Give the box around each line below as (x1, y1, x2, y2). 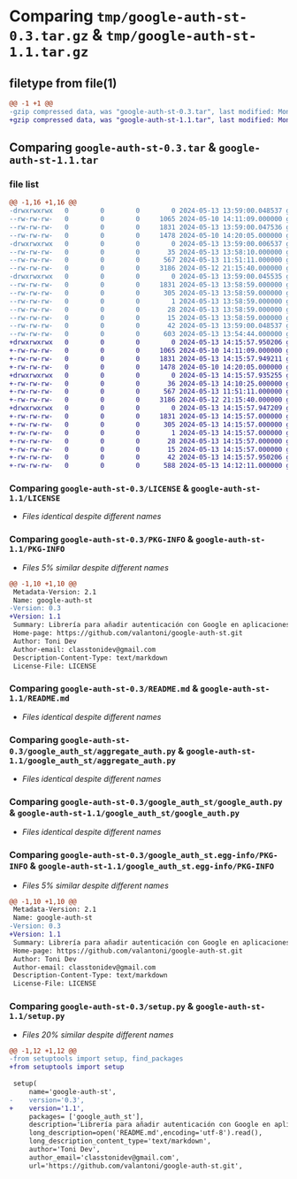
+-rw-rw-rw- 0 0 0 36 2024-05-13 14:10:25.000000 (9, 379, 283, 388)
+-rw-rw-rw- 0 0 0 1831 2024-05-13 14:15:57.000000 (9, 412, 283, 421)
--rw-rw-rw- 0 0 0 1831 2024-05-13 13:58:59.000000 (9, 280, 283, 289)
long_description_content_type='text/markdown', (28, 1137, 212, 1146)
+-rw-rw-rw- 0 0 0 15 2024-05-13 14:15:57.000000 (9, 445, 283, 454)
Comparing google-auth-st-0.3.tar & (9, 140, 217, 156)
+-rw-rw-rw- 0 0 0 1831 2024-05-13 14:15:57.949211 (9, 354, 283, 364)
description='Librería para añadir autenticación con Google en (28, 1121, 271, 1129)
